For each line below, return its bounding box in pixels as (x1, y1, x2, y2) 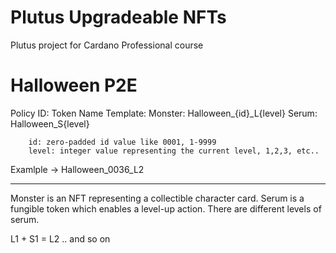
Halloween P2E (10, 74, 138, 97)
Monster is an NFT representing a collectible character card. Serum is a (10, 192, 305, 204)
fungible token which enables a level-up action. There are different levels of (10, 202, 322, 215)
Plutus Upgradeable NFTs (10, 6, 227, 29)
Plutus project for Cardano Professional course (10, 39, 204, 51)
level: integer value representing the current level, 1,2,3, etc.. (28, 146, 320, 156)
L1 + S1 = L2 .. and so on (10, 232, 111, 245)
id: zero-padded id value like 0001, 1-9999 (28, 137, 217, 147)
